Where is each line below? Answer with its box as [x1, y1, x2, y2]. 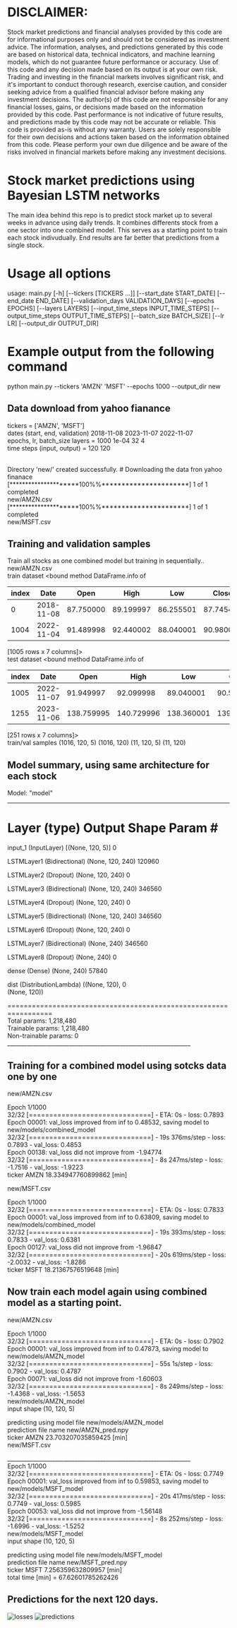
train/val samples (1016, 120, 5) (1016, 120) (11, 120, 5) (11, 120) [7, 739, 186, 747]
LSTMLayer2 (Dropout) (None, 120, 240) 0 [7, 871, 130, 879]
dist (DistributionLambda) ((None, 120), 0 [7, 980, 127, 989]
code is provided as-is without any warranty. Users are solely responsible [7, 125, 221, 133]
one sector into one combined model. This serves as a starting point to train [7, 225, 228, 234]
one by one [7, 1071, 58, 1083]
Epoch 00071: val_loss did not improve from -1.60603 [7, 1374, 162, 1383]
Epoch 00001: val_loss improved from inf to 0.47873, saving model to [7, 1344, 209, 1353]
